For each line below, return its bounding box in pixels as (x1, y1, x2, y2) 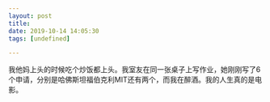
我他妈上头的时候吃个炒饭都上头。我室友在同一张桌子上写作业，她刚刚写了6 (8, 65, 261, 74)
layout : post (8, 11, 53, 20)
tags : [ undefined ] (8, 34, 70, 43)
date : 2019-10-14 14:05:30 (8, 27, 99, 35)
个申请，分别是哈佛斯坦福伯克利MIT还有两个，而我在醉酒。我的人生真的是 (8, 74, 255, 85)
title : (8, 19, 31, 28)
